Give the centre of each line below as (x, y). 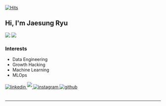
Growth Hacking (29, 65)
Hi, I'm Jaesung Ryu (37, 23)
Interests (16, 49)
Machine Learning (31, 70)
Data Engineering (30, 59)
